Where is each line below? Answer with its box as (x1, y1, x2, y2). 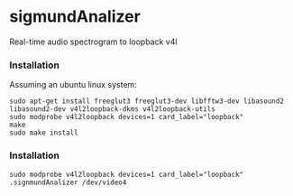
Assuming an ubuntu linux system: (9, 79, 137, 90)
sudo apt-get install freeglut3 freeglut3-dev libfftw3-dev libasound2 (9, 97, 284, 106)
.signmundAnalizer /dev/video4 (9, 178, 127, 187)
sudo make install (9, 128, 78, 137)
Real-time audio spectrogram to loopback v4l (9, 36, 178, 47)
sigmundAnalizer (9, 6, 142, 27)
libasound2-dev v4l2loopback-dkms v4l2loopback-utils (9, 105, 216, 114)
